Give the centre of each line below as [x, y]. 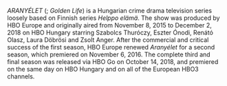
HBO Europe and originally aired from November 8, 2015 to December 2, [109, 25]
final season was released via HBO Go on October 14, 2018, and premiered [113, 62]
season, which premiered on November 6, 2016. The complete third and [109, 54]
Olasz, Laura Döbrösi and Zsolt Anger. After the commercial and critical [108, 40]
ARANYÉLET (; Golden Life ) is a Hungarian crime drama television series [109, 11]
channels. [21, 76]
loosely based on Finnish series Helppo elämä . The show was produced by [113, 18]
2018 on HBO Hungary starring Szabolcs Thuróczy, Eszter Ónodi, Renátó [110, 32]
